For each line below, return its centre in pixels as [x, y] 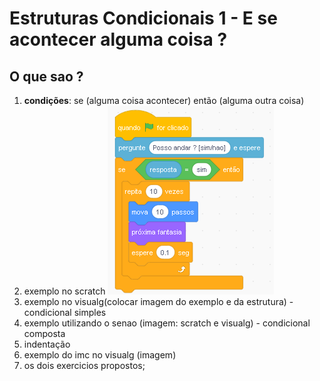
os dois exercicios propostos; [84, 365]
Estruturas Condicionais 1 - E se [143, 18]
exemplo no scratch [64, 291]
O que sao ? [46, 76]
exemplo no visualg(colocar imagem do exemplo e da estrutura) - [158, 301]
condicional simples [65, 312]
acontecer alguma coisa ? [118, 39]
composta [44, 333]
